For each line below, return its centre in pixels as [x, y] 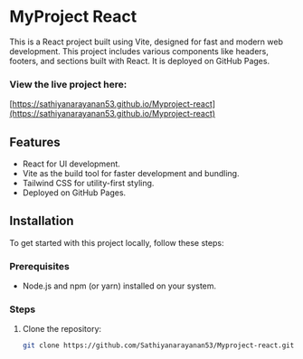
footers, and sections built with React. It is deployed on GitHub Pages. [139, 61]
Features [35, 142]
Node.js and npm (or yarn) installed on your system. [119, 286]
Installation [42, 221]
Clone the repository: [62, 329]
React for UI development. [71, 164]
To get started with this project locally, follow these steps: [117, 242]
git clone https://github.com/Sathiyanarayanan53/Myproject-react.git [158, 345]
